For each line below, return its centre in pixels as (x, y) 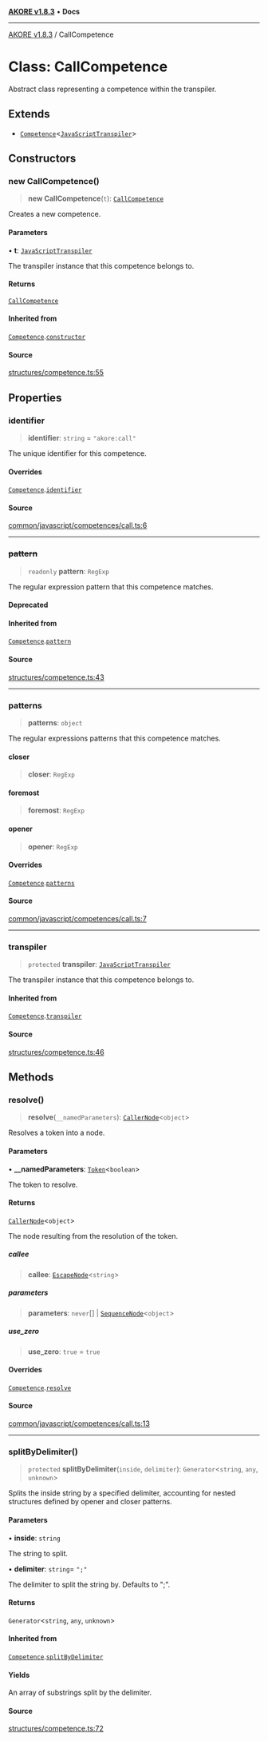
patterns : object (55, 722)
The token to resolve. (43, 1184)
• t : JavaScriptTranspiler (51, 250)
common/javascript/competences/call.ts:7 (78, 918)
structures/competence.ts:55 (56, 373)
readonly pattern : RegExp (68, 571)
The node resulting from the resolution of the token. (93, 1236)
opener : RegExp (53, 846)
